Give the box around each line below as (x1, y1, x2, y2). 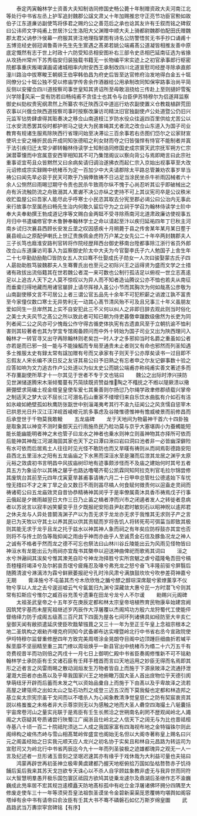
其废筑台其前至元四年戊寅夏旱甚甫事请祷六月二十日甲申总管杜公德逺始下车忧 (6, 474, 191, 481)
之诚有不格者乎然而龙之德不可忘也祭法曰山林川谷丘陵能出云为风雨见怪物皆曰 (6, 540, 191, 547)
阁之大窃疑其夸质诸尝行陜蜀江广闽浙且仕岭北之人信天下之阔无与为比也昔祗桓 (6, 716, 191, 723)
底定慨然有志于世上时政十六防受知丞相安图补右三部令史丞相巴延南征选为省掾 (6, 49, 191, 56)
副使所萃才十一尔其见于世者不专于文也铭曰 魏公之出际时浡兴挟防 (21, 372, 188, 378)
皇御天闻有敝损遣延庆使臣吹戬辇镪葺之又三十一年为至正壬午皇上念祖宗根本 (6, 621, 186, 627)
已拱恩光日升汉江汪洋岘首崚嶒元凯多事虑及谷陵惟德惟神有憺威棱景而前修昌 (6, 408, 186, 415)
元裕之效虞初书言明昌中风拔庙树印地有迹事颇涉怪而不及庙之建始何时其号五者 (6, 460, 191, 466)
